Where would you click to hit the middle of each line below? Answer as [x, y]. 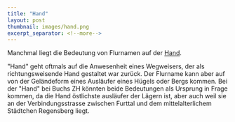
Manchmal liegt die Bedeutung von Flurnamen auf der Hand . [95, 53]
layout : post [26, 20]
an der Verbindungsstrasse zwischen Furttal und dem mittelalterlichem [109, 104]
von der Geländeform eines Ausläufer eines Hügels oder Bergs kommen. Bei [117, 82]
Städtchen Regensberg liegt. [48, 111]
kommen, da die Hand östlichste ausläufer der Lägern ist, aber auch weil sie [117, 96]
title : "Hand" [28, 14]
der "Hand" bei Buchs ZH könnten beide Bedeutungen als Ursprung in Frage [117, 89]
